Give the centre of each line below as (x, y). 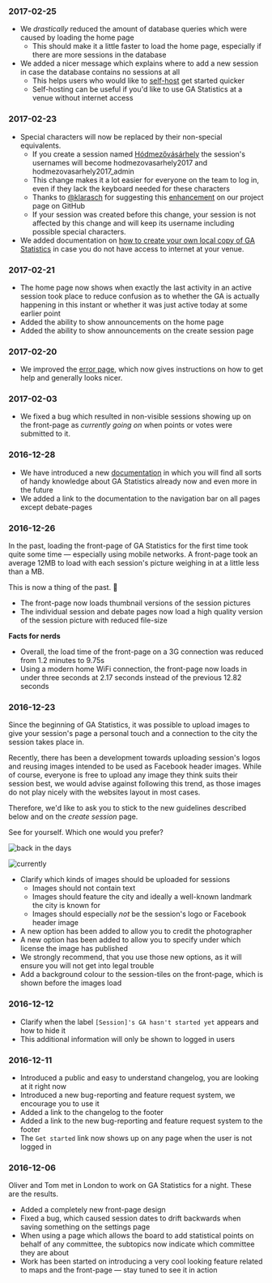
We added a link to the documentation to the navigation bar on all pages (140, 498)
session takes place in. (47, 742)
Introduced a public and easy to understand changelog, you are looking (139, 1078)
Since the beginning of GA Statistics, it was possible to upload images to (129, 725)
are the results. (34, 1194)
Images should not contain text (84, 888)
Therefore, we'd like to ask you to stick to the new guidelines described (127, 808)
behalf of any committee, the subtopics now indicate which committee (137, 1244)
